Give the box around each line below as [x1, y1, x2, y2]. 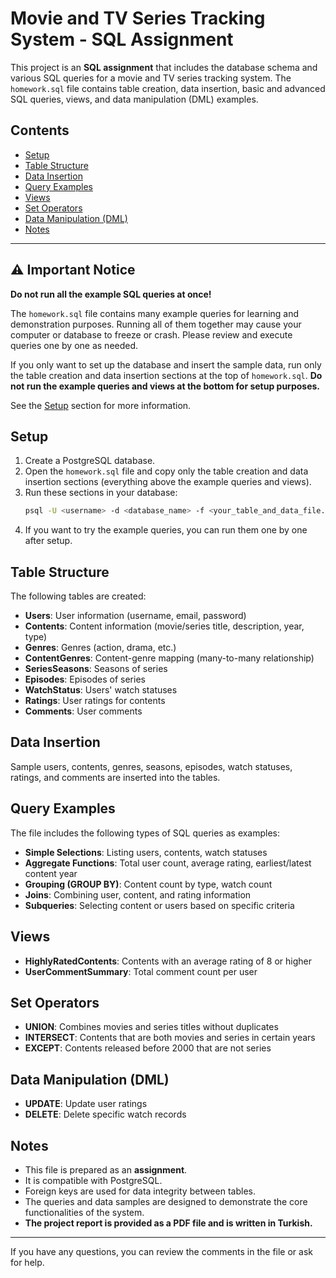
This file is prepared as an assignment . [24, 1163, 188, 1176]
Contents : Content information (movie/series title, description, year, [24, 620, 305, 632]
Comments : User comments [24, 705, 143, 717]
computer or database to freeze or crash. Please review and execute [10, 328, 293, 341]
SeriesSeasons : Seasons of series [24, 663, 168, 675]
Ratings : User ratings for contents [24, 695, 166, 707]
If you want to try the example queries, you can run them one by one [24, 524, 308, 536]
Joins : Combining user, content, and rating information [24, 888, 252, 901]
